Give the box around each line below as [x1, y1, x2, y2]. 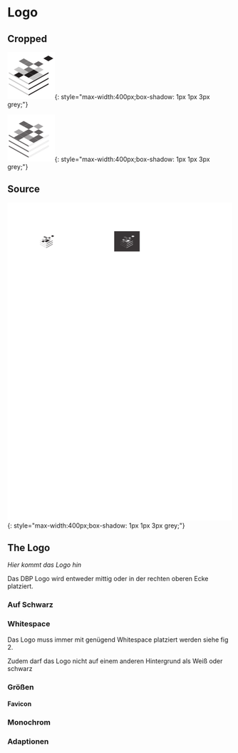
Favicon [7, 700, 32, 708]
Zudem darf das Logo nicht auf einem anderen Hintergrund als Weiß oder [7, 657, 223, 665]
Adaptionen [7, 737, 49, 747]
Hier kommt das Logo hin [7, 560, 82, 569]
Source [7, 183, 41, 195]
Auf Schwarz [7, 600, 53, 610]
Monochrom [7, 717, 51, 727]
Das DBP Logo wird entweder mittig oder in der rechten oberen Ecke [7, 575, 209, 583]
